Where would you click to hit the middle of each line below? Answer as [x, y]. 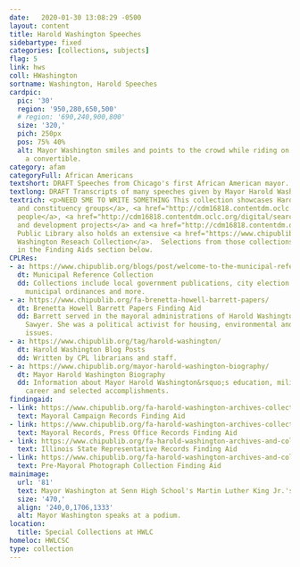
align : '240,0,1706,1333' [66, 507]
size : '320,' [42, 126]
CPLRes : [24, 258]
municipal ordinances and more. [85, 291]
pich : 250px [40, 134]
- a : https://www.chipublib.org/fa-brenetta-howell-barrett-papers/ [139, 300]
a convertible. [54, 158]
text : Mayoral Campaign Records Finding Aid [101, 416]
